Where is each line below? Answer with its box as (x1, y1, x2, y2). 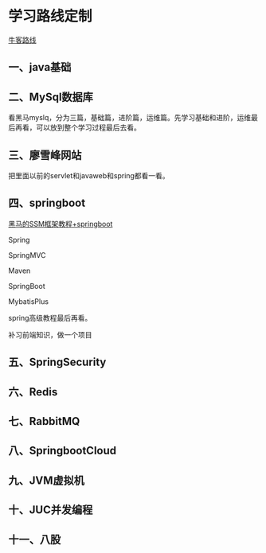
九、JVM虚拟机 (8, 473, 85, 487)
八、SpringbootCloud (8, 444, 117, 458)
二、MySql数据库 (8, 90, 94, 103)
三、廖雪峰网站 (8, 148, 82, 162)
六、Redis (8, 385, 58, 399)
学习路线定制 (8, 7, 93, 25)
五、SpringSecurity (8, 356, 107, 369)
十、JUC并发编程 (8, 503, 93, 517)
